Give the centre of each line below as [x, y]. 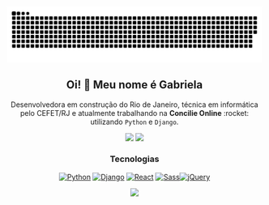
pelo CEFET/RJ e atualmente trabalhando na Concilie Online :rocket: [134, 113]
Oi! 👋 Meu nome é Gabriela [134, 85]
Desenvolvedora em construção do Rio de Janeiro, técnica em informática [134, 105]
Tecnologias [134, 159]
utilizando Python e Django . [134, 122]
